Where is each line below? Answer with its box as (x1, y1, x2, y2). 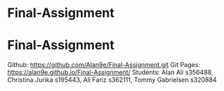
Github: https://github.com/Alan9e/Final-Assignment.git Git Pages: (7, 61, 201, 69)
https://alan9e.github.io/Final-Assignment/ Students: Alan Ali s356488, (7, 68, 213, 77)
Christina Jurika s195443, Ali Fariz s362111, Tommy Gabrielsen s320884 (7, 75, 217, 84)
